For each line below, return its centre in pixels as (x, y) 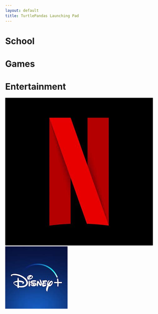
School (20, 41)
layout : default (22, 10)
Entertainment (36, 87)
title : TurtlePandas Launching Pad (42, 16)
